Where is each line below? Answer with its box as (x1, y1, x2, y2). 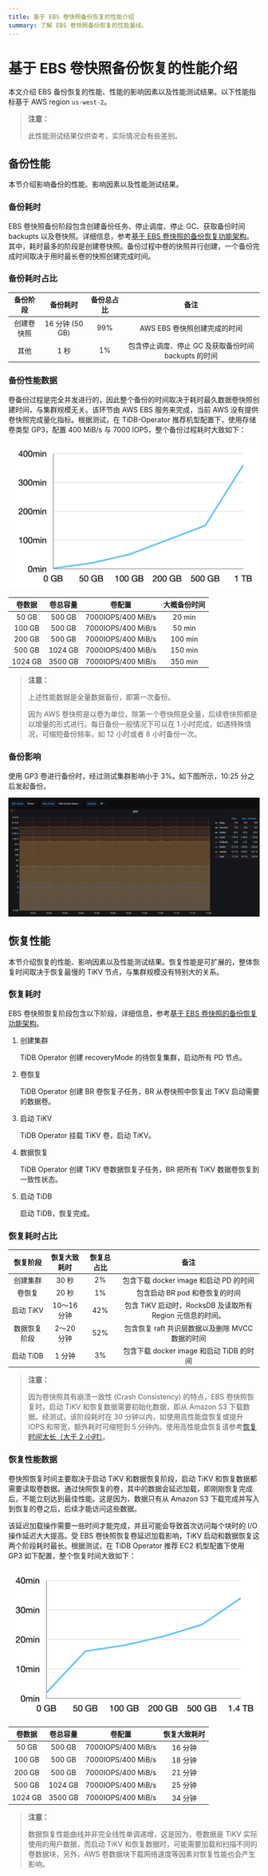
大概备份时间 (163, 600, 206, 609)
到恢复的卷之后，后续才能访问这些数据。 (8, 1503, 141, 1513)
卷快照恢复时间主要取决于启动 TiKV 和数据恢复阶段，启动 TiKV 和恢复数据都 (8, 1474, 258, 1483)
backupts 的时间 (164, 350, 218, 360)
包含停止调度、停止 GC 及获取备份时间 (128, 341, 254, 350)
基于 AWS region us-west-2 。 (14, 97, 112, 107)
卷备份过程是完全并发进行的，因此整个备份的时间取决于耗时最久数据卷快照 (8, 394, 253, 404)
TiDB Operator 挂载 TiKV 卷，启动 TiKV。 (19, 1130, 156, 1140)
